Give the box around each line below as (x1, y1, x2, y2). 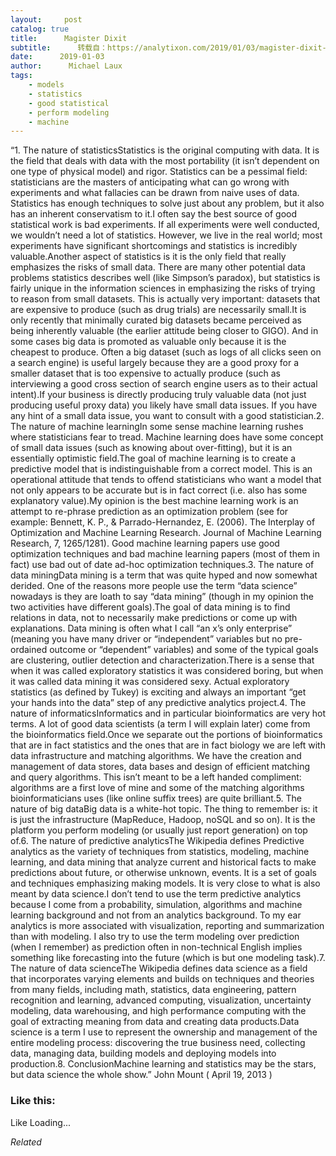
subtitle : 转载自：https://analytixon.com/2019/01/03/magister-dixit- (10, 42, 327, 53)
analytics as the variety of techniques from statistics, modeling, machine (10, 846, 310, 858)
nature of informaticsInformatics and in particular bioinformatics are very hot (10, 707, 326, 720)
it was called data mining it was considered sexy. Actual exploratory (10, 676, 290, 688)
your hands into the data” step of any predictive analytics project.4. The (10, 697, 307, 709)
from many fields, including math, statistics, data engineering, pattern (10, 984, 297, 996)
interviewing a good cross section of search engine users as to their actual (10, 378, 318, 390)
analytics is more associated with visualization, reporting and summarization (10, 920, 325, 932)
